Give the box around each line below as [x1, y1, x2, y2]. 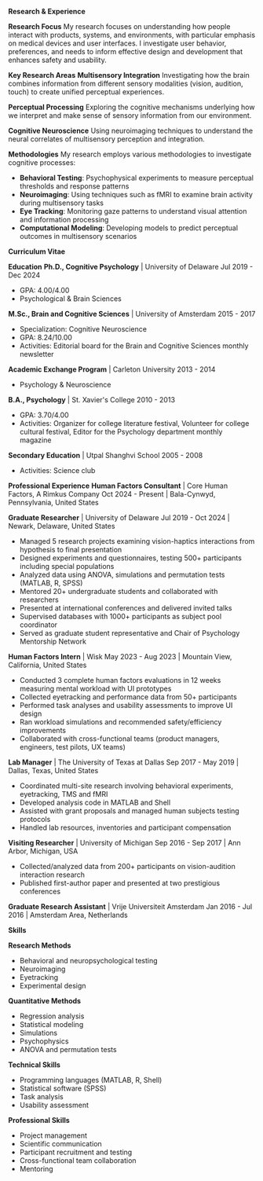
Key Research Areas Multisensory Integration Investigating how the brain [8, 71, 250, 79]
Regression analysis [19, 1011, 85, 1021]
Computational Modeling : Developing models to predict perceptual [19, 223, 238, 233]
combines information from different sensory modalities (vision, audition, [8, 79, 243, 88]
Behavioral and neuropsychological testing [19, 956, 159, 965]
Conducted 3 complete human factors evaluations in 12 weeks [19, 676, 221, 684]
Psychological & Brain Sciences [19, 294, 122, 303]
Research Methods [8, 941, 71, 950]
